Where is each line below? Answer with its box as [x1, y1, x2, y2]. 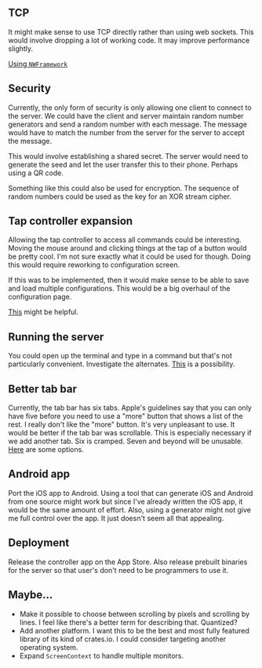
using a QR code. [8, 168, 64, 178]
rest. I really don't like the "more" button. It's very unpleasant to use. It [8, 420, 235, 429]
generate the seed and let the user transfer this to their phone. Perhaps [8, 160, 238, 169]
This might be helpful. [8, 307, 79, 317]
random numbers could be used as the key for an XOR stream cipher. [8, 192, 231, 201]
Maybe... [8, 589, 53, 602]
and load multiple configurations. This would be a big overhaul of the [8, 284, 231, 293]
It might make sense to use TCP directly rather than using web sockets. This [8, 27, 254, 36]
